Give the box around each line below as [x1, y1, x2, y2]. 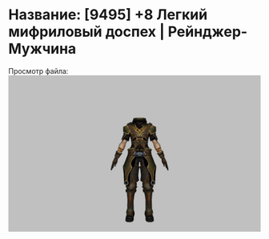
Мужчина [8, 40, 77, 58]
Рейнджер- [167, 22, 248, 41]
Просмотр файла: [8, 66, 69, 75]
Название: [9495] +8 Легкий [8, 6, 208, 24]
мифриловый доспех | [8, 22, 166, 41]
